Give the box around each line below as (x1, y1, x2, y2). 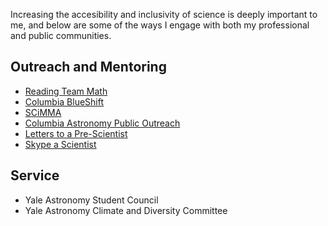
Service (10, 167, 60, 184)
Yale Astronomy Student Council (24, 194, 159, 206)
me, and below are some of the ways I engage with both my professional (10, 19, 310, 31)
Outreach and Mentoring (10, 59, 167, 76)
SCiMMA (24, 106, 62, 118)
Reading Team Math (24, 85, 108, 97)
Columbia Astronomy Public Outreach (24, 117, 181, 129)
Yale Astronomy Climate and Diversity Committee (24, 204, 228, 216)
